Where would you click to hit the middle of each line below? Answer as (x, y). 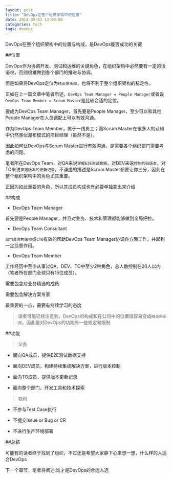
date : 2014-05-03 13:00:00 (34, 19)
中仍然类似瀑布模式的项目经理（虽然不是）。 (51, 135)
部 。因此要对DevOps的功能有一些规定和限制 (64, 323)
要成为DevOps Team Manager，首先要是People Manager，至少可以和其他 (83, 111)
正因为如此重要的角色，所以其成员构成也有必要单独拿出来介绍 (70, 187)
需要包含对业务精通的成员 (32, 284)
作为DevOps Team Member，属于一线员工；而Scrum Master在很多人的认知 (85, 129)
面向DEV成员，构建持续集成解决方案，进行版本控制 (67, 366)
